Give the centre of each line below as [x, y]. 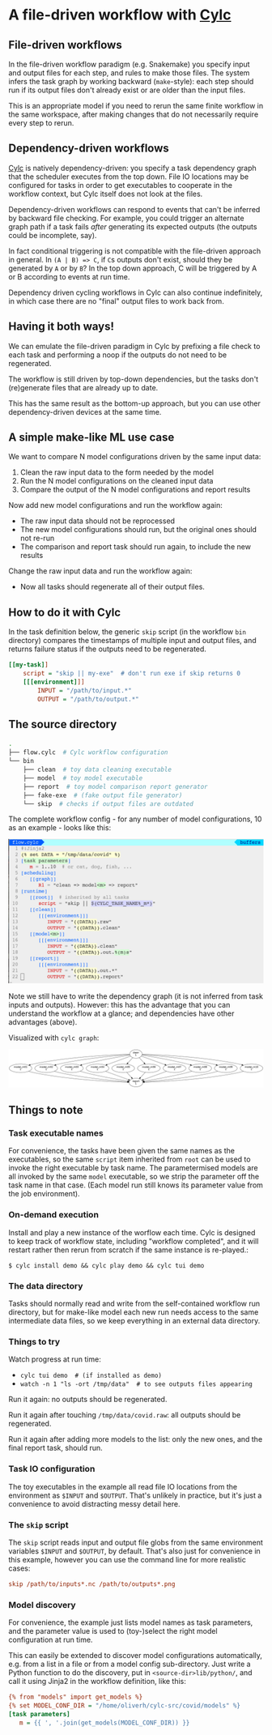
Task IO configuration [52, 1469]
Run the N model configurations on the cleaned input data [117, 481]
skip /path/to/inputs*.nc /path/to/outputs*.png [92, 1584]
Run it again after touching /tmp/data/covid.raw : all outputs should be [125, 1415]
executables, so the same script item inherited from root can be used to [130, 1159]
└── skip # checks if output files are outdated [108, 804]
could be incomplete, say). [53, 235]
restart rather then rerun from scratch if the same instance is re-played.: [129, 1250]
